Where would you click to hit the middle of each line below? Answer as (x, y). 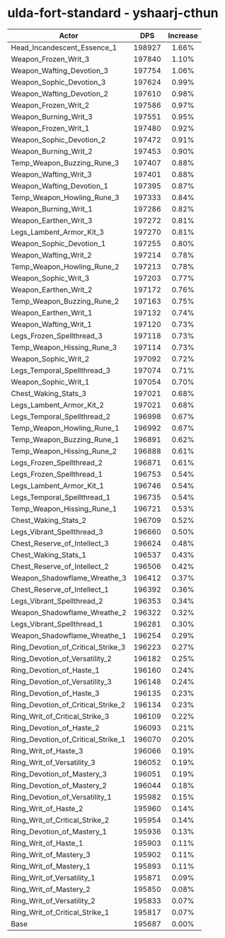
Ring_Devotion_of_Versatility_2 (61, 658)
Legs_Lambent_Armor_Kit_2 (58, 404)
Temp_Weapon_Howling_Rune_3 (65, 197)
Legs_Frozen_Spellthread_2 (57, 463)
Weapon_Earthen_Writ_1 (52, 312)
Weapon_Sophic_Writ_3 (50, 278)
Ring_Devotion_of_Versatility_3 (61, 681)
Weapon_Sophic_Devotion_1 (58, 243)
